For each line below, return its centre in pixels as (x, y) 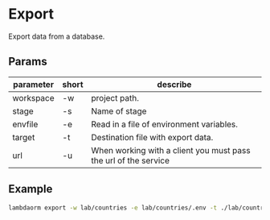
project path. (115, 98)
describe (174, 84)
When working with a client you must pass (171, 150)
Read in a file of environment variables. (165, 124)
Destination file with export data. (152, 137)
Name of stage (119, 111)
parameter (34, 84)
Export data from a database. (57, 36)
